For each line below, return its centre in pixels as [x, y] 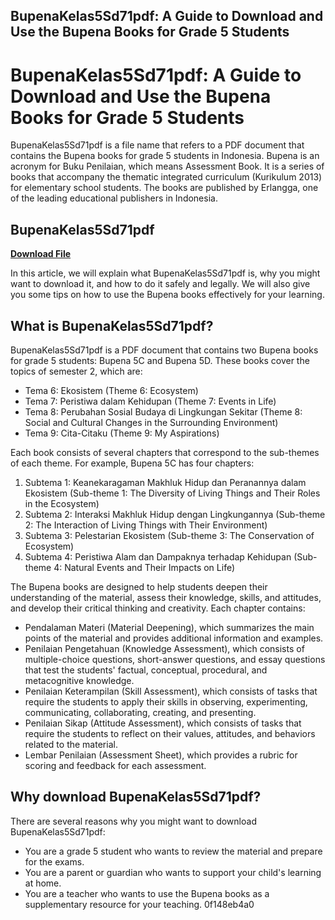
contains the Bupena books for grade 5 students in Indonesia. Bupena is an [165, 156]
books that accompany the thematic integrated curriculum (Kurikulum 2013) [166, 177]
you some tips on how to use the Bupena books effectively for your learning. [167, 295]
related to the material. [71, 744]
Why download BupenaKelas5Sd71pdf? [136, 797]
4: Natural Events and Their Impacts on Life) [144, 567]
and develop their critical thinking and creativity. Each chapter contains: [158, 608]
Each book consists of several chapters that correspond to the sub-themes [165, 452]
